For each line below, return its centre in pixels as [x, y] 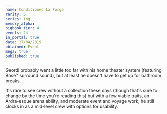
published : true [22, 56]
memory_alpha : [20, 24]
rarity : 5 [16, 14]
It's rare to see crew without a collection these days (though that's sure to [81, 91]
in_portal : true [22, 38]
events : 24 [17, 33]
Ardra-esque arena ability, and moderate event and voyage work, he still [80, 101]
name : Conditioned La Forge [35, 10]
